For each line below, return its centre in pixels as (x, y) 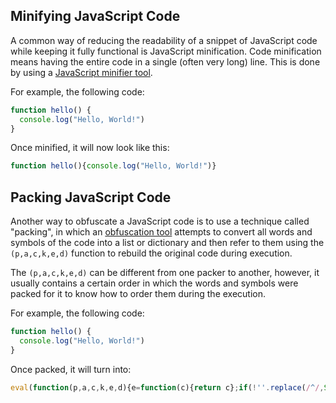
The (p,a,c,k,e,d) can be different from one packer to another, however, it (165, 273)
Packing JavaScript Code (91, 197)
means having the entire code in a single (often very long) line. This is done (165, 61)
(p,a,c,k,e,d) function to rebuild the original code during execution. (151, 253)
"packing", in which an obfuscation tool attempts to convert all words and (161, 232)
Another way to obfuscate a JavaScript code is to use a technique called (160, 221)
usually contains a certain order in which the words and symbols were (154, 283)
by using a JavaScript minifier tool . (81, 72)
